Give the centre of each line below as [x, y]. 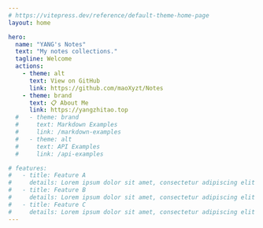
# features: [28, 168]
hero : [17, 37]
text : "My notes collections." [67, 52]
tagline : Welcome [44, 59]
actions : [30, 66]
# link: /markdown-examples [69, 132]
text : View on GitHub [65, 81]
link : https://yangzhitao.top [78, 110]
